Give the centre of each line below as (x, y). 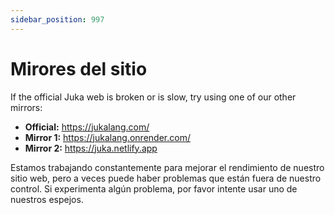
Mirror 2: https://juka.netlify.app (91, 148)
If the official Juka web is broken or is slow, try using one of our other (153, 97)
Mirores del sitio (79, 68)
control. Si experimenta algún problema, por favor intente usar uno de (154, 188)
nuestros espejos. (47, 199)
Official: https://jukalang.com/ (87, 127)
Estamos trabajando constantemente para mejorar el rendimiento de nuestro (167, 167)
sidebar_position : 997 (57, 19)
